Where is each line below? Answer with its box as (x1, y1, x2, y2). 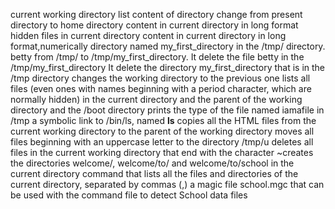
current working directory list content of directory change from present (10, 9, 303, 20)
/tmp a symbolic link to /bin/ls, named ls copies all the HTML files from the (10, 115, 317, 126)
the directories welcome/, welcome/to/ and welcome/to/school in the (10, 157, 295, 169)
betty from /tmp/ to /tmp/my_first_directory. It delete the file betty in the (10, 51, 305, 63)
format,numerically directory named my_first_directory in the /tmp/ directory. (10, 40, 326, 52)
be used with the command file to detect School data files (10, 189, 248, 201)
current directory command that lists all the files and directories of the (10, 168, 299, 179)
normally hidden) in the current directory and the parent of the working (10, 94, 303, 105)
